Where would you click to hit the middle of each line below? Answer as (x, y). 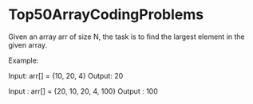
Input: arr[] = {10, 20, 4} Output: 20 (66, 75)
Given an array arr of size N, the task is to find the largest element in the (126, 37)
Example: (24, 60)
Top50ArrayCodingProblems (106, 15)
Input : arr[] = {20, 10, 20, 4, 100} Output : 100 (83, 91)
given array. (28, 44)
